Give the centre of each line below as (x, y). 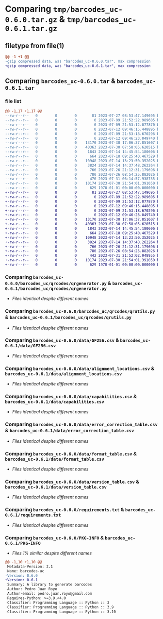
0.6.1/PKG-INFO (23, 543)
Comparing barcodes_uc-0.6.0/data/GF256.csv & (62, 340)
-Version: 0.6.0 (21, 576)
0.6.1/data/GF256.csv (31, 346)
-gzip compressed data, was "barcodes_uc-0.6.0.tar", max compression (78, 61)
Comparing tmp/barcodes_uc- (64, 9)
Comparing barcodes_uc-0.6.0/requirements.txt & (65, 510)
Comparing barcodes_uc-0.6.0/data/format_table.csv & (71, 453)
